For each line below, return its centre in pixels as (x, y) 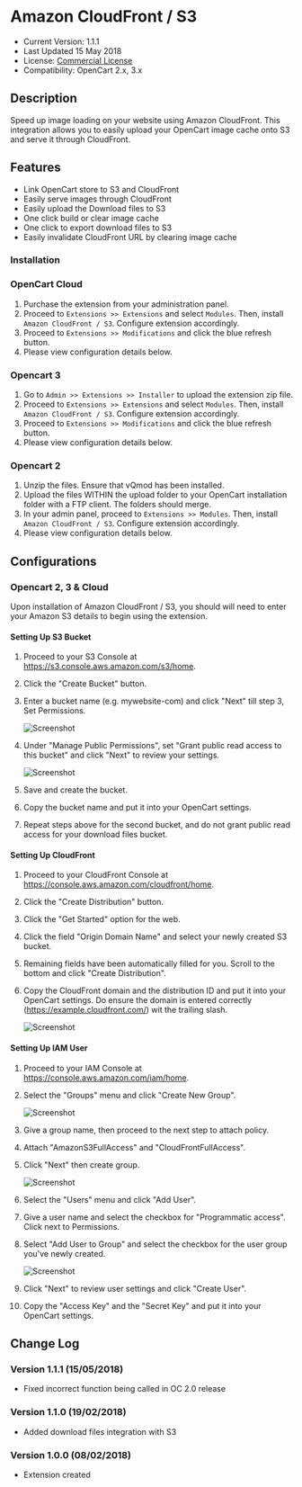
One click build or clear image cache (91, 218)
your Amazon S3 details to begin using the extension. (109, 616)
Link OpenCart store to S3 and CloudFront (101, 189)
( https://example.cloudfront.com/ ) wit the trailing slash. (125, 1010)
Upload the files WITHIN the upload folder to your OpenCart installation (155, 495)
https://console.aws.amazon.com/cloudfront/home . (119, 884)
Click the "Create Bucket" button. (85, 684)
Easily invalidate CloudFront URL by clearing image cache (130, 237)
